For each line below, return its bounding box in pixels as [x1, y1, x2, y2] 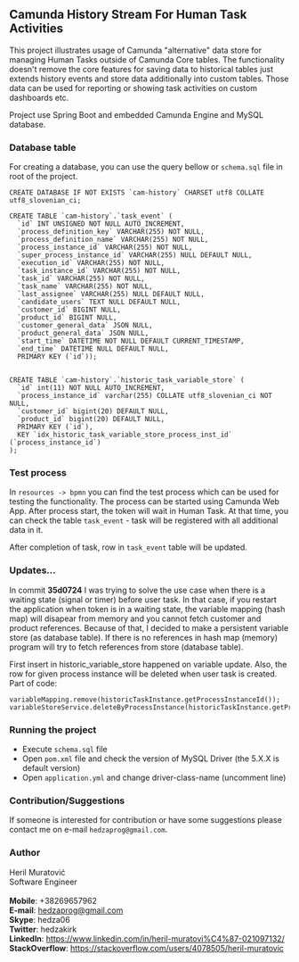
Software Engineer [9, 876, 77, 887]
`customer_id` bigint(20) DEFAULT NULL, [17, 407, 169, 416]
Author [9, 847, 41, 859]
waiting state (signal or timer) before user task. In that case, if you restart [9, 593, 278, 605]
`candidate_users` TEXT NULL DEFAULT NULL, [17, 298, 181, 307]
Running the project [9, 723, 97, 735]
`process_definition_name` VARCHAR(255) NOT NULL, [17, 236, 209, 245]
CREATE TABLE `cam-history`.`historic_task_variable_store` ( [9, 376, 245, 385]
